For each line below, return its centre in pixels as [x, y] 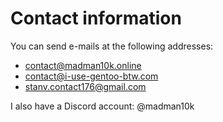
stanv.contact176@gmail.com [85, 86]
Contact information [96, 18]
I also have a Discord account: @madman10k [102, 106]
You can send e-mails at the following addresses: [112, 46]
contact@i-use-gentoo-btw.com [91, 76]
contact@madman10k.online [83, 65]
